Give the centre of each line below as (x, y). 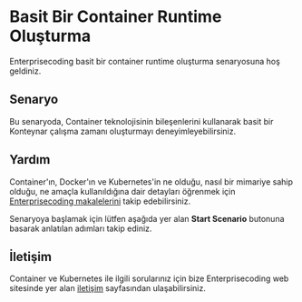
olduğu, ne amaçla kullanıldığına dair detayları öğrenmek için (122, 191)
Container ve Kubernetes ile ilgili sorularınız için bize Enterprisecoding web (149, 278)
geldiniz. (25, 71)
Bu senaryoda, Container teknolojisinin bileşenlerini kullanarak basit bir (141, 121)
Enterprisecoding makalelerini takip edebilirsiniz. (100, 201)
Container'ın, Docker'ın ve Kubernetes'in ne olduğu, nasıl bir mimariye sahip (151, 181)
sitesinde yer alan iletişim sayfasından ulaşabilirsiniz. (107, 288)
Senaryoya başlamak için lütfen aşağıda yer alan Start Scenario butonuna (147, 218)
